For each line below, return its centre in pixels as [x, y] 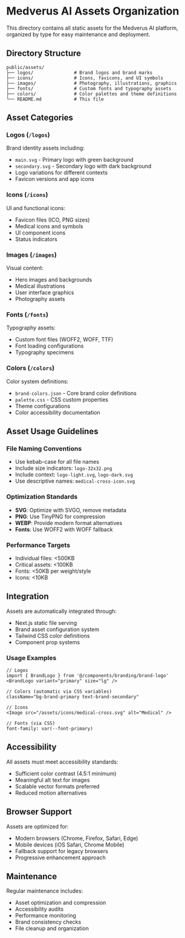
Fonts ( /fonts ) [27, 314]
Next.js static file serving [46, 623]
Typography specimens [44, 352]
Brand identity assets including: [45, 148]
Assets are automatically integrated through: [61, 611]
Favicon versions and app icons [55, 179]
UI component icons [40, 233]
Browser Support [39, 812]
